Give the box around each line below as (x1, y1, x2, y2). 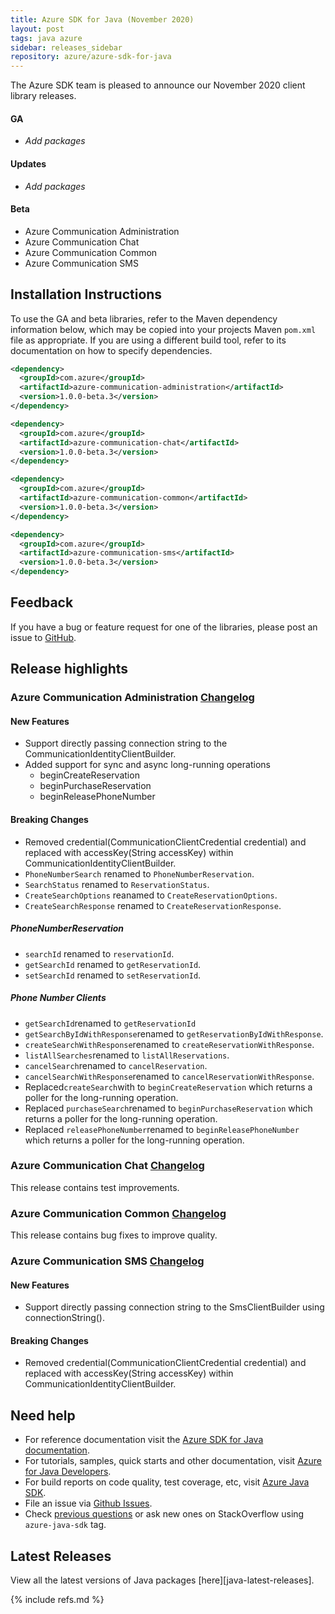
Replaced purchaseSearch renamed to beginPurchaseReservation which (24, 1102, 313, 1114)
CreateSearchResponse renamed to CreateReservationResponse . (24, 899, 282, 911)
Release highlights (10, 661, 129, 678)
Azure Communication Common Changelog (10, 1206, 227, 1220)
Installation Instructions (10, 286, 163, 303)
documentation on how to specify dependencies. (10, 344, 213, 356)
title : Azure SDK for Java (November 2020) (10, 14, 195, 25)
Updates (10, 157, 47, 170)
